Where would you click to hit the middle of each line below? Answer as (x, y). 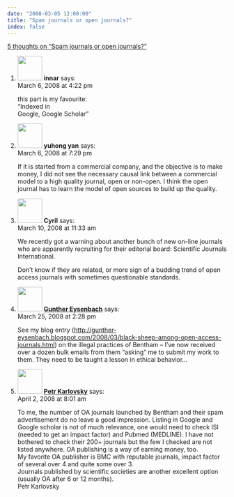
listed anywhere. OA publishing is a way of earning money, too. (108, 450)
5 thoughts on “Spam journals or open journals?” (77, 47)
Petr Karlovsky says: (74, 392)
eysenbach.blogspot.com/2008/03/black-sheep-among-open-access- (119, 337)
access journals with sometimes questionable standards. (99, 277)
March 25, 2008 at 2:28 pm (56, 316)
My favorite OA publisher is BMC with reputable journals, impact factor (119, 457)
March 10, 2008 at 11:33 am (56, 228)
